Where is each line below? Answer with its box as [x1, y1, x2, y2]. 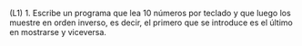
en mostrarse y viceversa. [9, 27, 107, 37]
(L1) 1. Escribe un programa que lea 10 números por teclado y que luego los [9, 8, 291, 18]
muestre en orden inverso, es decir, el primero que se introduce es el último [9, 17, 293, 28]
